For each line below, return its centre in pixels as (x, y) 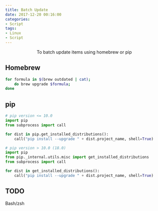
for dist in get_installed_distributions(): (52, 171)
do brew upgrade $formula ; (42, 84)
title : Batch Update (27, 10)
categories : (18, 19)
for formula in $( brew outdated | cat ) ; (48, 79)
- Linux (13, 33)
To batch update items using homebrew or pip (84, 52)
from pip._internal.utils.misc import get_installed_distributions (77, 157)
